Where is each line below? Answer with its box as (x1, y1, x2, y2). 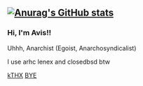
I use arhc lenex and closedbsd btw (7, 57, 111, 66)
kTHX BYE (7, 71, 37, 79)
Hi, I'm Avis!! (7, 28, 51, 38)
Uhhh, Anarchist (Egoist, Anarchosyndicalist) (7, 43, 137, 52)
